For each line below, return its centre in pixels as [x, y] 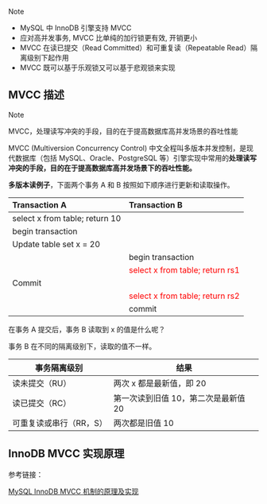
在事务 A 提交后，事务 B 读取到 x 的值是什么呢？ [87, 329]
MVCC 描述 [37, 95]
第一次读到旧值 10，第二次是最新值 [179, 398]
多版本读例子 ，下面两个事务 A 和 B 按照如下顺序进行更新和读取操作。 [121, 184]
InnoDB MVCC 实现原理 [66, 454]
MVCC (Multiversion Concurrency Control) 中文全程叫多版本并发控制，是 [128, 148]
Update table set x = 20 [56, 244]
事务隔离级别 [59, 367]
